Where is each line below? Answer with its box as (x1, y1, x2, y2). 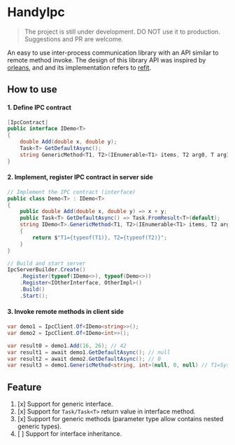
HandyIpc (7, 4, 65, 20)
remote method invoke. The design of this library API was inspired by (7, 55, 206, 64)
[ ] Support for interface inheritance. (17, 430, 122, 438)
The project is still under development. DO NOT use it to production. (24, 27, 220, 36)
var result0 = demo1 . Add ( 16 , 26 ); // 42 (7, 342, 127, 349)
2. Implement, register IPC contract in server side (7, 173, 153, 182)
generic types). (17, 422, 62, 431)
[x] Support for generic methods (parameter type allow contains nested (17, 415, 224, 423)
